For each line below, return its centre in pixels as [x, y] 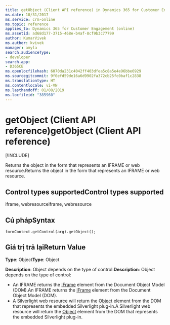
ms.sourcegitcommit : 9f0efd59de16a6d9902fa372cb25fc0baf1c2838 [73, 76]
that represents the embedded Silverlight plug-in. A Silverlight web [81, 306]
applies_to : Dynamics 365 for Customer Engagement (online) [70, 29]
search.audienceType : [28, 52]
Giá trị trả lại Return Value [46, 247]
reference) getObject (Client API [73, 131]
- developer [18, 57]
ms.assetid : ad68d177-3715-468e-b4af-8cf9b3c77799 [60, 33]
